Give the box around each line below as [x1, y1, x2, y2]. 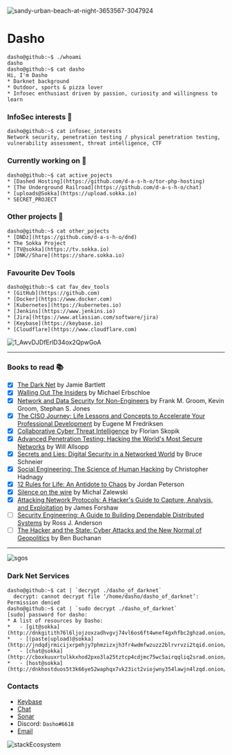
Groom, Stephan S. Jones [17, 404, 90, 412]
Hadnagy [17, 472, 43, 481]
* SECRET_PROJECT [7, 196, 57, 203]
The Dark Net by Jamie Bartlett [17, 381, 106, 389]
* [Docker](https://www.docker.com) [7, 296, 113, 303]
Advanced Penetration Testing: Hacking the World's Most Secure [17, 434, 202, 443]
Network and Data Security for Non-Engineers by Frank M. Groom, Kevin [17, 396, 224, 405]
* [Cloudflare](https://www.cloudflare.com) [7, 326, 137, 333]
